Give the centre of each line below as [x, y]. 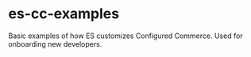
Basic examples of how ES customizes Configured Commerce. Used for [126, 36]
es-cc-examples [64, 14]
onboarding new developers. [55, 44]
